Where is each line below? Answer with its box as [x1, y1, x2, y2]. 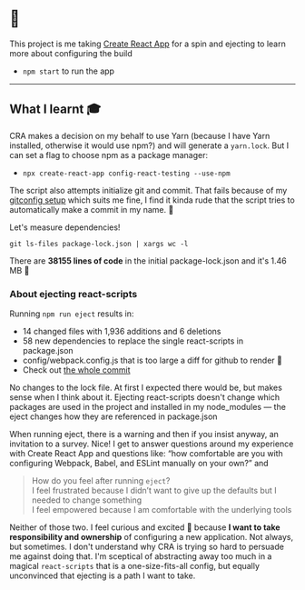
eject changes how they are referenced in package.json [9, 411, 218, 422]
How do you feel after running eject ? [31, 475, 171, 486]
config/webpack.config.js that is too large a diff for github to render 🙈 [22, 355, 283, 366]
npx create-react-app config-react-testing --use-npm [22, 168, 231, 178]
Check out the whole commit [22, 365, 131, 375]
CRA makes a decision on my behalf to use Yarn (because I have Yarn [9, 130, 271, 141]
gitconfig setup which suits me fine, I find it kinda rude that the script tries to [9, 195, 295, 205]
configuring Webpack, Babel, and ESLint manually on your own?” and [9, 458, 270, 469]
